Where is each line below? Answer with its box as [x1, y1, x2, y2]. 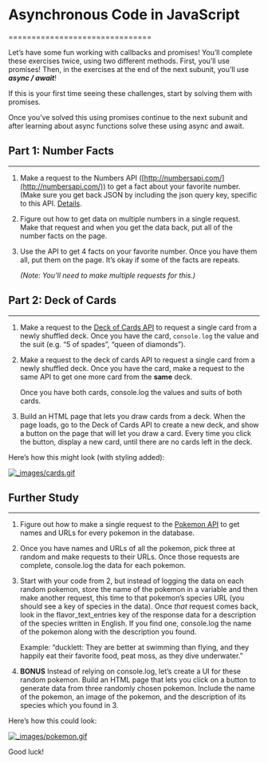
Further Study [8, 490, 80, 505]
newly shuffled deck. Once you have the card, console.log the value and [19, 330, 259, 341]
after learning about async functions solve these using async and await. [8, 121, 245, 130]
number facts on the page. [19, 230, 108, 241]
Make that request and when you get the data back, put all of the [19, 222, 233, 232]
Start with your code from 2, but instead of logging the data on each [19, 576, 244, 585]
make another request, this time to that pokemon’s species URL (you [19, 593, 245, 603]
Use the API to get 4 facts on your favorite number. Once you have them [19, 246, 258, 256]
